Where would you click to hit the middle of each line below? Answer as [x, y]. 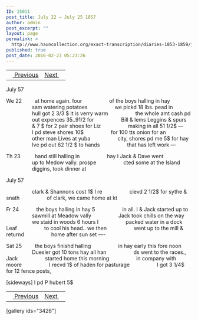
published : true [26, 50]
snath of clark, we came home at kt [62, 198]
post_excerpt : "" [27, 28]
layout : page [22, 34]
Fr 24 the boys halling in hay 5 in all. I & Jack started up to [97, 209]
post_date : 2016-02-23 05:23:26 [46, 55]
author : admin [24, 22]
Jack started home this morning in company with [91, 258]
